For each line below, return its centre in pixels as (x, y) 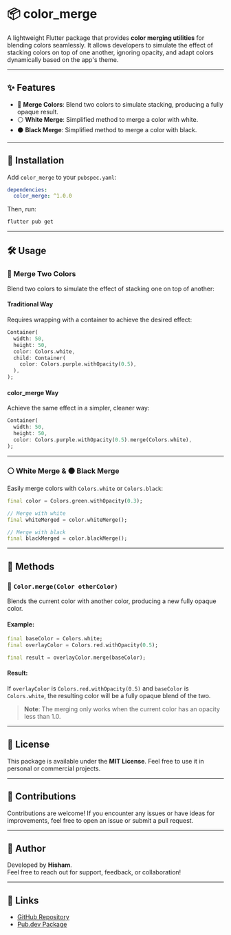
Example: (21, 624)
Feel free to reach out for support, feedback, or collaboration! (94, 872)
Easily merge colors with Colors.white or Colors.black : (85, 488)
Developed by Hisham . (40, 865)
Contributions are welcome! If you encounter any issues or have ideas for (111, 813)
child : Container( (40, 358)
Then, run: (22, 209)
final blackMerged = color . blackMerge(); (67, 538)
